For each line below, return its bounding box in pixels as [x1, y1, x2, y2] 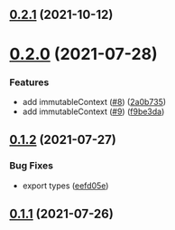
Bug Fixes [9, 159, 54, 172]
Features [9, 76, 50, 89]
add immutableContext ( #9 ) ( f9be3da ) [22, 106, 165, 117]
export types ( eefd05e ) [22, 180, 109, 191]
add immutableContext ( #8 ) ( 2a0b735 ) [22, 96, 167, 107]
